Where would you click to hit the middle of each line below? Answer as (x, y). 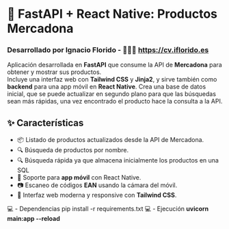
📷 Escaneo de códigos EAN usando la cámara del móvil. (97, 185)
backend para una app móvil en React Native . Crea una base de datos (107, 87)
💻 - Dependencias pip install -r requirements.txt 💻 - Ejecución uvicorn (108, 209)
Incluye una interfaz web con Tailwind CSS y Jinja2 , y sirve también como (112, 80)
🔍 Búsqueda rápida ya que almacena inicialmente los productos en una (118, 160)
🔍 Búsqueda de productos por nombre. (73, 150)
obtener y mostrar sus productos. (54, 72)
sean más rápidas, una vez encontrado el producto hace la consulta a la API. (115, 101)
